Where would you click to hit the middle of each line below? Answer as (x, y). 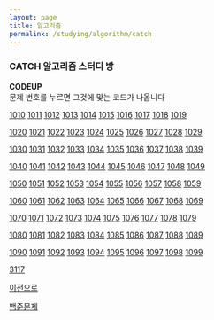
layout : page (33, 17)
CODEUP (26, 86)
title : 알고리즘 (35, 26)
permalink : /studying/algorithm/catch (80, 34)
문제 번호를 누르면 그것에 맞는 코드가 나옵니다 (87, 97)
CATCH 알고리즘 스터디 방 (62, 66)
